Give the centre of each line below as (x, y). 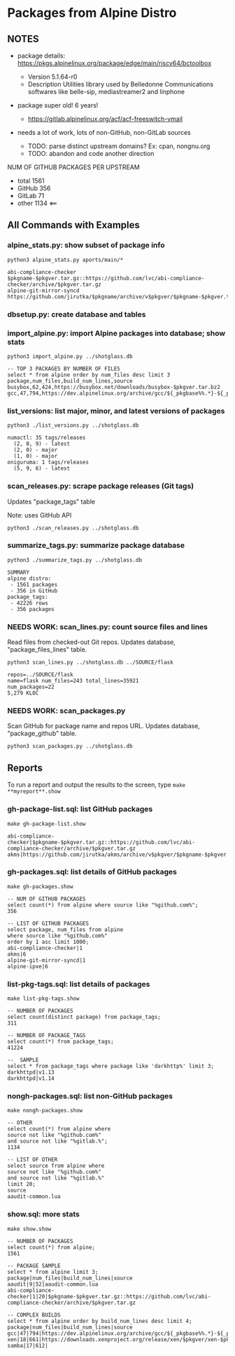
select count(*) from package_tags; (60, 1042)
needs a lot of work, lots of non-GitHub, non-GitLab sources (104, 132)
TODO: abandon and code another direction (91, 153)
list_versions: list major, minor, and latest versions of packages (116, 411)
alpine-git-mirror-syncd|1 (47, 960)
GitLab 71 (31, 196)
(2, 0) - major (36, 450)
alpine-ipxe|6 (28, 966)
